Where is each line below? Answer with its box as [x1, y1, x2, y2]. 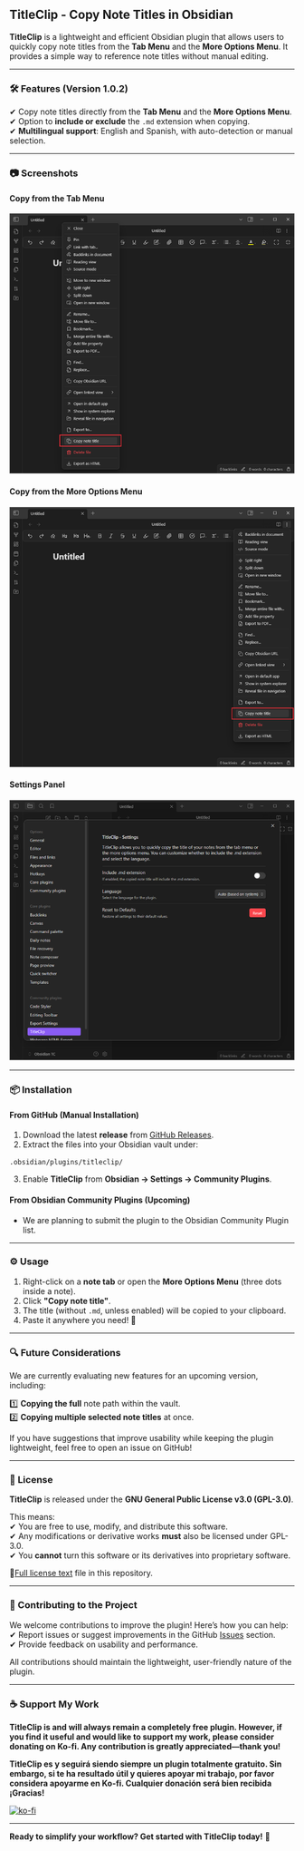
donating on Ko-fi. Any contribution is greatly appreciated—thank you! [9, 1741, 281, 1752]
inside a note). [22, 1285, 76, 1296]
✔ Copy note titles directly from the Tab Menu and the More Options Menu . [9, 106, 292, 117]
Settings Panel [9, 779, 65, 790]
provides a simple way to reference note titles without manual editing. [9, 50, 269, 62]
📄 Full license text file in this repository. [9, 1568, 154, 1579]
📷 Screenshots [9, 167, 79, 180]
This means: [9, 1512, 56, 1523]
